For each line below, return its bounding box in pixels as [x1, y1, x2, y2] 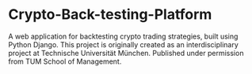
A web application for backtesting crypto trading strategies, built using [8, 31, 239, 41]
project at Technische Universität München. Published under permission [8, 48, 244, 57]
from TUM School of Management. [8, 57, 122, 66]
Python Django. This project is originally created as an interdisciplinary [8, 39, 239, 49]
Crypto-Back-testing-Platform [8, 6, 212, 24]
